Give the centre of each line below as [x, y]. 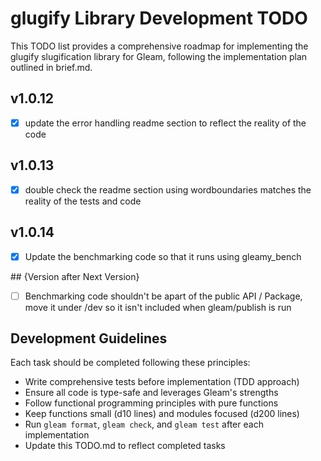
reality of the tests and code [83, 201]
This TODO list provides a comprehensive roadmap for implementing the [159, 46]
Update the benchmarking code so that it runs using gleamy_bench [163, 256]
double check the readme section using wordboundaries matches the [168, 189]
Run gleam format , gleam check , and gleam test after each [144, 424]
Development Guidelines [89, 338]
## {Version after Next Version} [75, 276]
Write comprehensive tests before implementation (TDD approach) [162, 382]
